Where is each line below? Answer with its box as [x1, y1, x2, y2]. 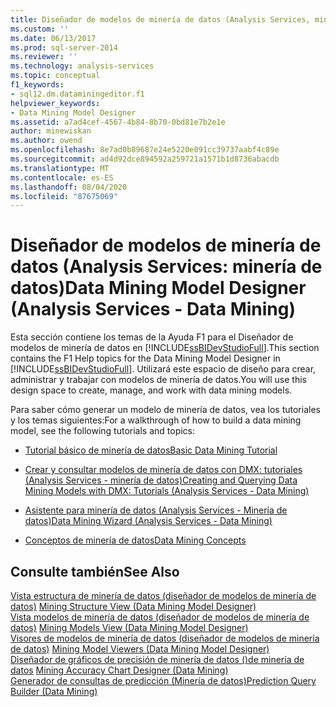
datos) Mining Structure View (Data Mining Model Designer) [10, 601, 257, 612]
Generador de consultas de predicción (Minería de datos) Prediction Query [10, 675, 317, 686]
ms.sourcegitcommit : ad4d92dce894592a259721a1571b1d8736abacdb [10, 154, 280, 164]
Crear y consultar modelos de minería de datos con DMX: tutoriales [24, 464, 303, 476]
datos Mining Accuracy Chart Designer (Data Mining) [10, 664, 229, 676]
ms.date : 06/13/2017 [10, 33, 97, 43]
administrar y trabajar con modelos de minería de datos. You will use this [10, 374, 307, 386]
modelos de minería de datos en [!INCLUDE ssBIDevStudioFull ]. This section [10, 342, 320, 354]
